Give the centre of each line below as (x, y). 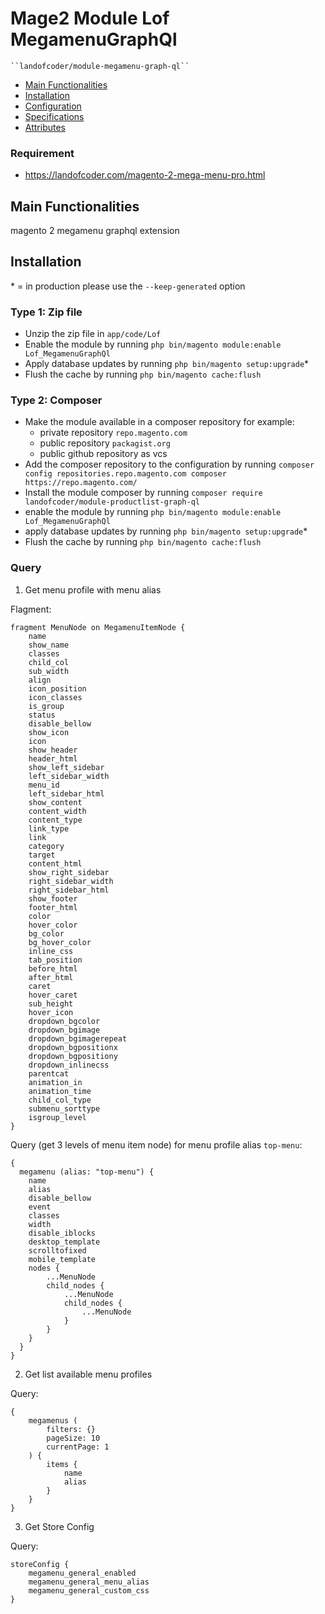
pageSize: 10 (73, 1438)
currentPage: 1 (78, 1447)
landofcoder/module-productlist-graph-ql (112, 502)
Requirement (42, 153)
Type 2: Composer (56, 400)
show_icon (49, 732)
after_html (51, 977)
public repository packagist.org (105, 443)
